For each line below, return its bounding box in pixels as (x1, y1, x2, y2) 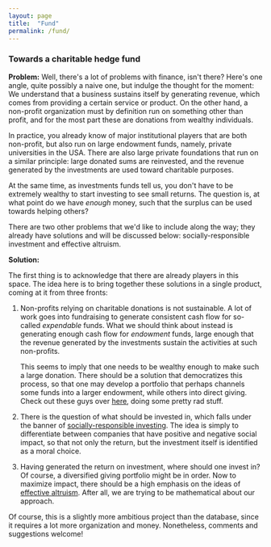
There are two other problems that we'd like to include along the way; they (8, 221, 256, 231)
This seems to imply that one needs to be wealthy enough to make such (19, 361, 260, 372)
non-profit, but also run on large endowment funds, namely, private (8, 139, 232, 149)
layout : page (8, 11, 52, 20)
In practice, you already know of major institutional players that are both (8, 130, 248, 140)
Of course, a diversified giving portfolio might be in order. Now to (19, 470, 236, 480)
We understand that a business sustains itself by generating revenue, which (8, 89, 261, 99)
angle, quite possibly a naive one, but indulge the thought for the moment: (8, 80, 254, 90)
